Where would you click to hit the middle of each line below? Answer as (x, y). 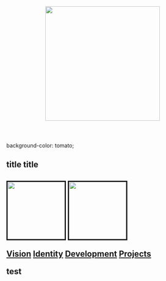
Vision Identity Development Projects (79, 254)
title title (22, 165)
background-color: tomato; (40, 145)
